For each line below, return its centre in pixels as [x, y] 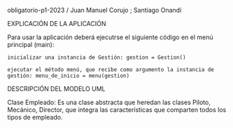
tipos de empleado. [35, 117]
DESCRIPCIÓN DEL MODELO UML [56, 89]
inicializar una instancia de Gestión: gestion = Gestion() [97, 57]
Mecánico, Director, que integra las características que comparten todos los [117, 110]
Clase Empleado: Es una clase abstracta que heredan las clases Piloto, [109, 102]
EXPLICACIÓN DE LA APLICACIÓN [57, 23]
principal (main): [31, 44]
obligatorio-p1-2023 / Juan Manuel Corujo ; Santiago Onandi [94, 10]
